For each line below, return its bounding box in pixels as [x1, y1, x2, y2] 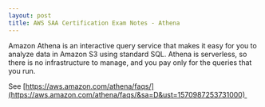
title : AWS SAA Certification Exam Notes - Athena [8, 19, 180, 27]
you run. [8, 66, 36, 75]
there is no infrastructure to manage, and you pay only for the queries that [8, 57, 252, 67]
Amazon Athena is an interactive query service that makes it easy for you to [8, 40, 257, 50]
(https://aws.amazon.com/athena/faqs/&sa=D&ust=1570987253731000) [8, 90, 246, 99]
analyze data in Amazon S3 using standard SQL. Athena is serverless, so [8, 49, 247, 59]
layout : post [8, 11, 52, 20]
